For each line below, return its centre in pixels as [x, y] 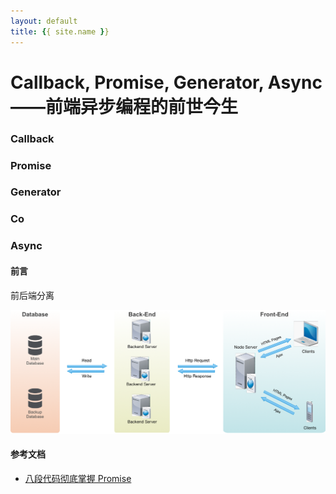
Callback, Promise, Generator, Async [166, 82]
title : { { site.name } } [60, 31]
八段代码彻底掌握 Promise [78, 479]
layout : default [44, 21]
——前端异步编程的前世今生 [124, 106]
